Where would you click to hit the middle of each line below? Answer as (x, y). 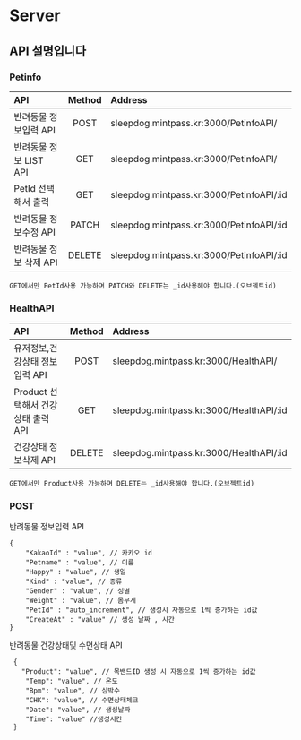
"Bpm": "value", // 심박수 (73, 691)
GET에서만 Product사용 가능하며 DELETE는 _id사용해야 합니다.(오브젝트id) (132, 484)
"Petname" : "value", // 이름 (80, 563)
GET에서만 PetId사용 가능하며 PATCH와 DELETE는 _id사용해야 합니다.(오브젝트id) (143, 286)
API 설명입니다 (48, 51)
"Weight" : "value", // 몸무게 (81, 601)
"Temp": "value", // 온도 (72, 682)
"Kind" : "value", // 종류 (74, 582)
